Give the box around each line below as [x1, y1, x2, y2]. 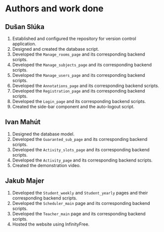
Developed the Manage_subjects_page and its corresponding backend [12, 62, 152, 67]
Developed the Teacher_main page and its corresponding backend [12, 210, 146, 217]
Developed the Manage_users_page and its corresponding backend [12, 72, 145, 78]
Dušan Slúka [5, 23, 45, 31]
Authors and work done [5, 3, 104, 14]
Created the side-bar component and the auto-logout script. [12, 104, 134, 109]
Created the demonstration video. [12, 162, 81, 168]
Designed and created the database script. [12, 46, 99, 52]
